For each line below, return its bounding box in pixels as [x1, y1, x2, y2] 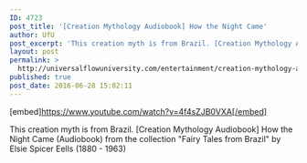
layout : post [9, 47, 59, 56]
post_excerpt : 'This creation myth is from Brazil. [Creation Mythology [9, 38, 292, 48]
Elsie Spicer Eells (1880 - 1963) [9, 143, 126, 154]
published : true [9, 73, 71, 82]
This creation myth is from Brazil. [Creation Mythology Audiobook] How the [9, 124, 293, 135]
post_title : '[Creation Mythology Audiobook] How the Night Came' [9, 22, 268, 31]
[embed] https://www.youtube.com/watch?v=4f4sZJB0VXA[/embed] [9, 106, 268, 117]
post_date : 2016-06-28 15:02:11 [9, 81, 132, 90]
